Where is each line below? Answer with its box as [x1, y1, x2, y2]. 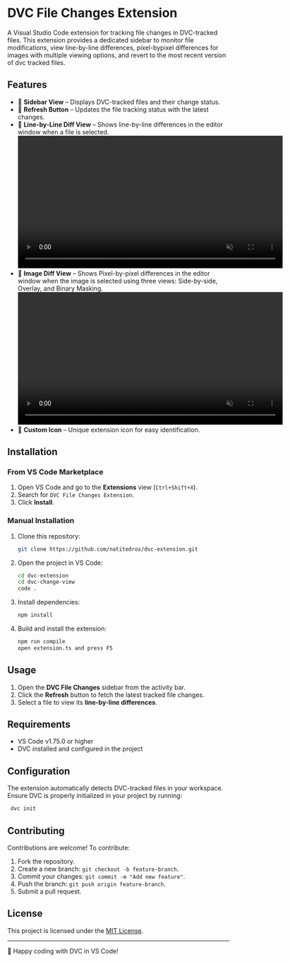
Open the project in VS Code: [17, 558, 104, 567]
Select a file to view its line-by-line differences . [17, 698, 157, 706]
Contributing [7, 825, 65, 837]
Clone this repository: [17, 532, 80, 540]
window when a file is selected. [17, 127, 109, 136]
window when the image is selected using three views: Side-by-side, [17, 276, 218, 285]
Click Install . [17, 498, 54, 507]
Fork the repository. [17, 857, 75, 865]
